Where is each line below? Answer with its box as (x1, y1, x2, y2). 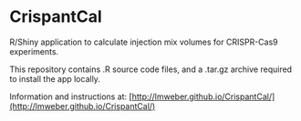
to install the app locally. (9, 73, 100, 84)
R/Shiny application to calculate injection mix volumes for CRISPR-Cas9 (9, 36, 278, 47)
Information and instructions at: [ (9, 91, 132, 102)
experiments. (9, 45, 59, 56)
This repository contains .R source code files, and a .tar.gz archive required (9, 64, 293, 75)
